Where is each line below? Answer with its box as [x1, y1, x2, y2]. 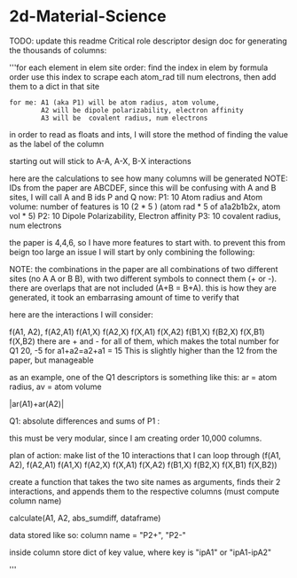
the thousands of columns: [9, 44, 107, 55]
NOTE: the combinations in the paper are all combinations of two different [9, 263, 278, 274]
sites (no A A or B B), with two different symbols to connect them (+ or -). [9, 273, 277, 284]
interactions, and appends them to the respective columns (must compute [9, 486, 279, 496]
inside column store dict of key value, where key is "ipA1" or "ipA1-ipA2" [9, 547, 272, 558]
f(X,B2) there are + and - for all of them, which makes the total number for [9, 335, 279, 347]
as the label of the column [9, 138, 105, 149]
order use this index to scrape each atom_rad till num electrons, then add [9, 71, 277, 82]
